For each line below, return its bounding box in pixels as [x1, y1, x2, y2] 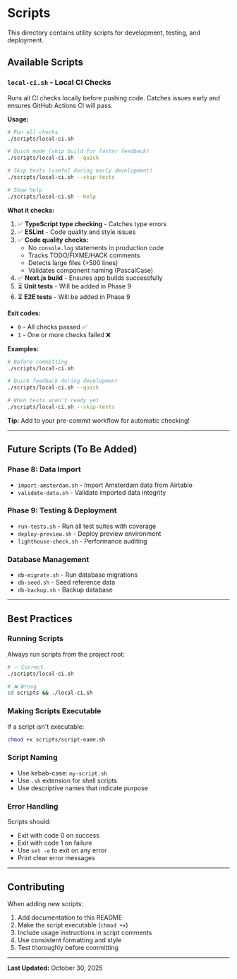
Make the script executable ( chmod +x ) [17, 920, 128, 929]
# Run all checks [7, 129, 59, 136]
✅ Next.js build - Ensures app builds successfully [17, 274, 163, 282]
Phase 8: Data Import [7, 464, 81, 474]
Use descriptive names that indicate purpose [17, 783, 149, 792]
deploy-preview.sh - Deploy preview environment [17, 529, 162, 538]
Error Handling [7, 801, 59, 811]
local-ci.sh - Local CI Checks [7, 78, 111, 88]
